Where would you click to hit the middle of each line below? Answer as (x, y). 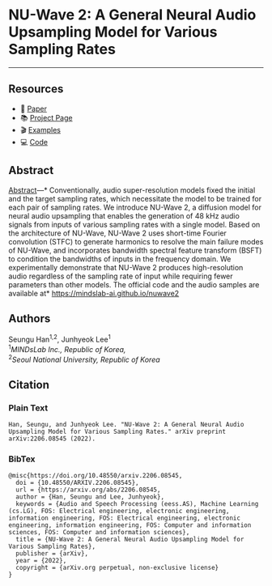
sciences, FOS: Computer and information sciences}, (99, 533)
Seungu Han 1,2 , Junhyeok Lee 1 (59, 339)
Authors (30, 318)
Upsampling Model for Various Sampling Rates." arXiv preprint (117, 432)
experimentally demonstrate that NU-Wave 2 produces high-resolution (126, 267)
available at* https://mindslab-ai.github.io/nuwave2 (94, 293)
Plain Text (28, 408)
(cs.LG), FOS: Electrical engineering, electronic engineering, (119, 512)
